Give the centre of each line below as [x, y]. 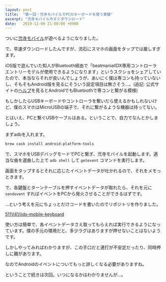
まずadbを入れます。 [26, 135]
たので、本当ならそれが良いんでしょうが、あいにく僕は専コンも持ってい [79, 78]
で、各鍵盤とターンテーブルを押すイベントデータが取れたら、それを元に [79, 188]
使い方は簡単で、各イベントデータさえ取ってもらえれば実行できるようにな [81, 224]
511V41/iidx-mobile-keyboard [35, 214]
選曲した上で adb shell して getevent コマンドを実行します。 [84, 160]
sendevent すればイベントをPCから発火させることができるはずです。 [75, 194]
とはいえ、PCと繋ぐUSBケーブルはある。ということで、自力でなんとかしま [82, 118]
